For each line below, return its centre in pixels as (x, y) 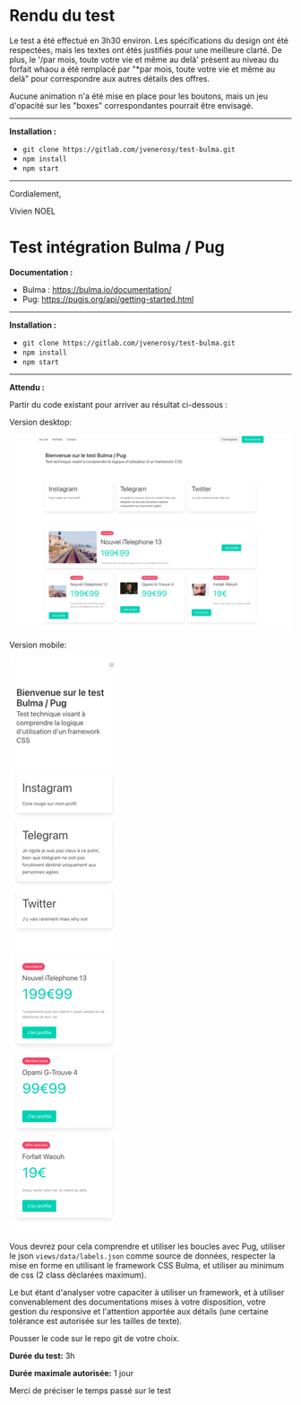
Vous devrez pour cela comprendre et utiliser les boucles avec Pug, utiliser (147, 1246)
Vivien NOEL (33, 211)
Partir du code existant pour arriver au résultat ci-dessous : (119, 404)
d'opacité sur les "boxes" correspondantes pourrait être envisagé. (131, 105)
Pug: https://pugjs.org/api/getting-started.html (108, 299)
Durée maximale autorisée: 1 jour (72, 1373)
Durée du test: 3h (42, 1356)
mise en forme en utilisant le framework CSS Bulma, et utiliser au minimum (147, 1265)
